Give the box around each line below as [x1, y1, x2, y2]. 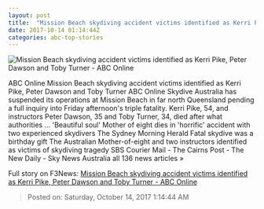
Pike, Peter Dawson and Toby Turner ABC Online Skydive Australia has [8, 87, 237, 97]
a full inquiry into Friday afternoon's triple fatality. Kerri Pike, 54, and [8, 104, 229, 113]
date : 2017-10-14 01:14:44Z [8, 26, 101, 34]
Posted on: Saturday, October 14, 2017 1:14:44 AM [27, 192, 189, 202]
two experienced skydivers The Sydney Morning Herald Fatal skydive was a [8, 129, 254, 138]
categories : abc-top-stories [8, 33, 104, 42]
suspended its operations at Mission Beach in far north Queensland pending [8, 95, 255, 104]
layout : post [8, 11, 51, 20]
